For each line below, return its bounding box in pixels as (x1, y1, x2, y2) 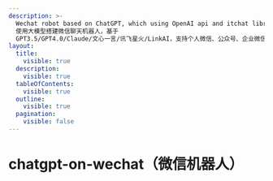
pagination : (15, 110, 57, 119)
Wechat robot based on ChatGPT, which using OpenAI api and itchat (15, 19, 249, 28)
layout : (8, 42, 35, 50)
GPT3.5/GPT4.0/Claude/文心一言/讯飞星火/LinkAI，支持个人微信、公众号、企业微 (15, 34, 261, 43)
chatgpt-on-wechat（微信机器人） (8, 155, 244, 174)
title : (15, 50, 38, 58)
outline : (15, 95, 45, 103)
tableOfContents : (15, 80, 75, 88)
